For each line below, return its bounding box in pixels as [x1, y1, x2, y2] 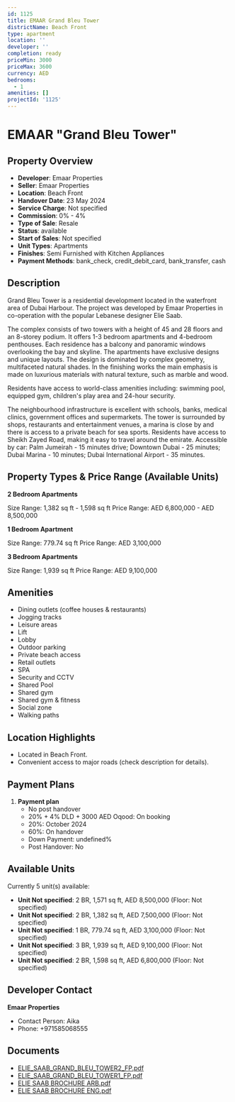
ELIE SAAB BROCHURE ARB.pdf [17, 1079, 111, 1087]
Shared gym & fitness [17, 696, 81, 705]
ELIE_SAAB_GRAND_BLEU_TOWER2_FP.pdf [17, 1064, 144, 1072]
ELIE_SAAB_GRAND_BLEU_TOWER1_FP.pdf [17, 1071, 143, 1079]
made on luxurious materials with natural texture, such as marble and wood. [7, 370, 229, 378]
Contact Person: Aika [17, 1016, 80, 1025]
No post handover [28, 805, 81, 813]
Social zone [17, 703, 52, 712]
